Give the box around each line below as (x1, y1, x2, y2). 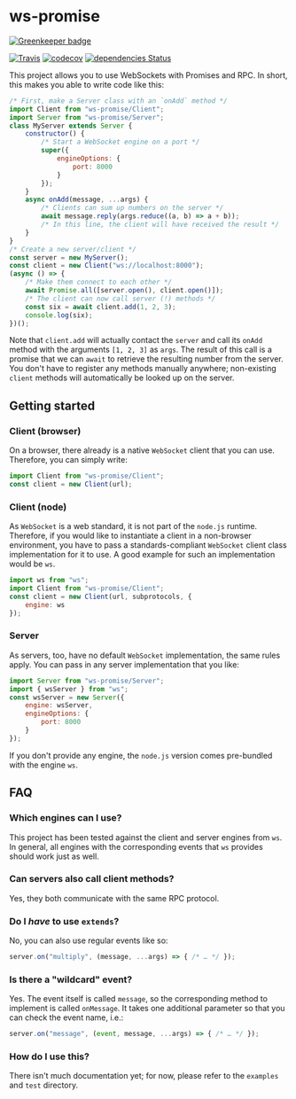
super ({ (41, 146, 69, 155)
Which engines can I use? (9, 812, 122, 824)
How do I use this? (9, 1050, 90, 1063)
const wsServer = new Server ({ (9, 693, 125, 702)
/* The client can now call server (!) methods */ (25, 294, 216, 303)
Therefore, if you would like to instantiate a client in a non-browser (9, 530, 253, 542)
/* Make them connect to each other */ (25, 277, 173, 287)
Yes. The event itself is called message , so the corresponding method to (9, 994, 269, 1004)
